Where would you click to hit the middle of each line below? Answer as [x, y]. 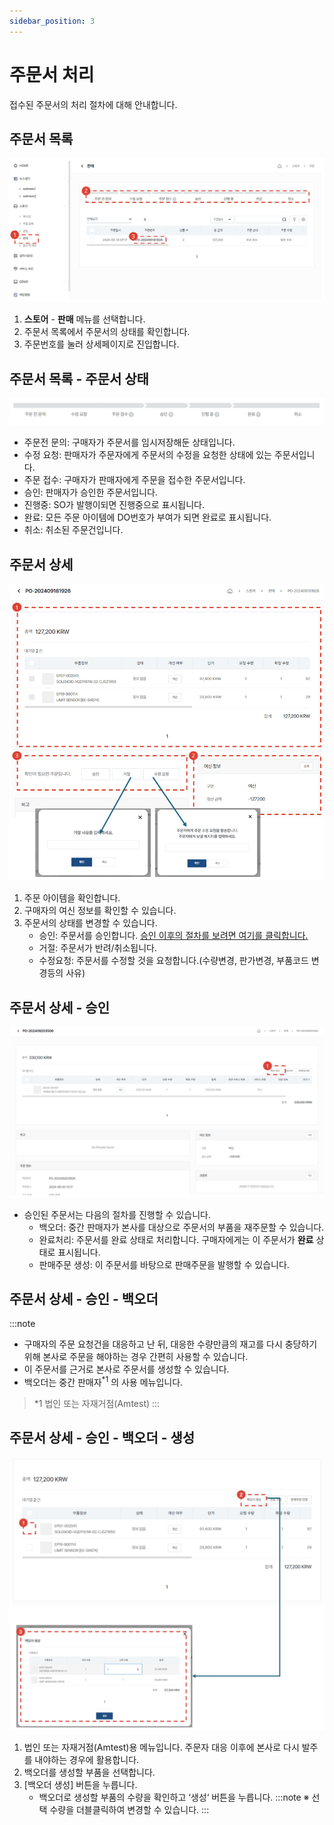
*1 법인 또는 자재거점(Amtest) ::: [97, 1404]
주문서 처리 [52, 74]
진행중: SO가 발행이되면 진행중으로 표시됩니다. [114, 505]
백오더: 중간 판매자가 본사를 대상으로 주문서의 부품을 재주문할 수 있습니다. [181, 1227]
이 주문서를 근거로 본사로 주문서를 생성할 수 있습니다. [126, 1369]
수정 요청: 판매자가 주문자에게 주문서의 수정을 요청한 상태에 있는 [147, 455]
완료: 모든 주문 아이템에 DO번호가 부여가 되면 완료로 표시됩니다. [147, 517]
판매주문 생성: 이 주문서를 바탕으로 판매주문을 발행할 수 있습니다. [164, 1264]
